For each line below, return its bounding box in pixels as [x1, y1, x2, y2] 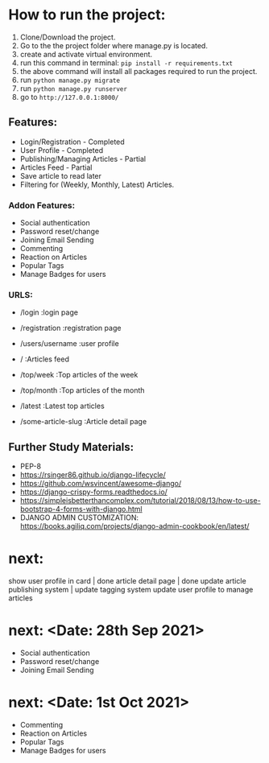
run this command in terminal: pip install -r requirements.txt [19, 58, 234, 68]
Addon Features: [8, 200, 75, 211]
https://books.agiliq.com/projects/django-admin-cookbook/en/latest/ [19, 522, 250, 531]
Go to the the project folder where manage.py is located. [19, 40, 208, 50]
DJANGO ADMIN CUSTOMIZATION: [19, 513, 139, 522]
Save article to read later [19, 171, 102, 180]
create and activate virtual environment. [19, 49, 153, 59]
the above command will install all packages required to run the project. [19, 66, 258, 76]
